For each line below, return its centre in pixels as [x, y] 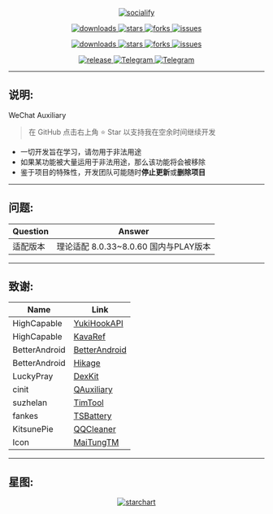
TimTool [89, 403]
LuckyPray [33, 377]
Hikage [87, 364]
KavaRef [89, 337]
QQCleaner [95, 429]
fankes [26, 416]
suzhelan [30, 403]
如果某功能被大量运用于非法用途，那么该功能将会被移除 [113, 162]
